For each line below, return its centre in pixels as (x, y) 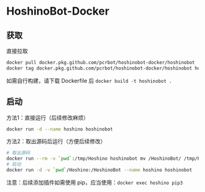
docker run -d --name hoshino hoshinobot (60, 129)
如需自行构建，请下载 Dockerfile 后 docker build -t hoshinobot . (89, 80)
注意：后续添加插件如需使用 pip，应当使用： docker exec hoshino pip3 (95, 182)
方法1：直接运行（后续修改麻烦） (48, 118)
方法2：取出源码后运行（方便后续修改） (56, 141)
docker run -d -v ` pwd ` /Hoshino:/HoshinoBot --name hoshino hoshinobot (99, 170)
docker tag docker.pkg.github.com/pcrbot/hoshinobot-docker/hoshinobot (99, 68)
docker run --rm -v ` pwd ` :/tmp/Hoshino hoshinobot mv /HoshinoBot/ (94, 159)
